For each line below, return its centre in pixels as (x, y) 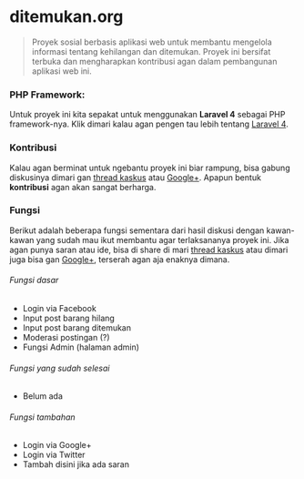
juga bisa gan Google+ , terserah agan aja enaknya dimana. (120, 259)
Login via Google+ (57, 445)
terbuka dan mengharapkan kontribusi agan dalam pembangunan (154, 61)
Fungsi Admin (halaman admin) (81, 347)
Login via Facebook (60, 309)
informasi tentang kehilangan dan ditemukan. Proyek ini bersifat (151, 51)
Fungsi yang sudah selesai (60, 368)
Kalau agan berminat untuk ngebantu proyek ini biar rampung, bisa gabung (150, 168)
